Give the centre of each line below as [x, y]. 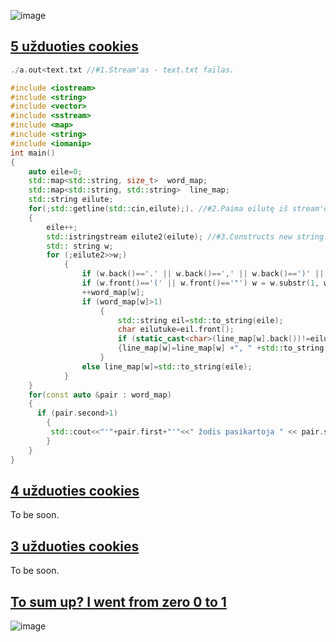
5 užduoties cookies [74, 46]
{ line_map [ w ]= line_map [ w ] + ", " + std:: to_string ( [223, 348]
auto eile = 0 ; [55, 171]
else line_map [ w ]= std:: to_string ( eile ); [167, 366]
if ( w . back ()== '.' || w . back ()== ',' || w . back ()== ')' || [203, 274]
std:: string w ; [80, 246]
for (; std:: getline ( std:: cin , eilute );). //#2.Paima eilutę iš [158, 209]
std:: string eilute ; [71, 200]
